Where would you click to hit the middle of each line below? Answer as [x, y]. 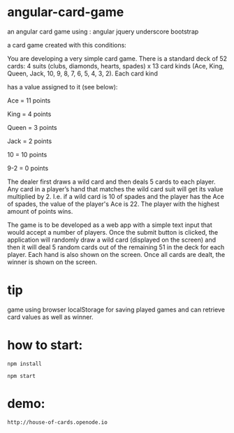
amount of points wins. [40, 211]
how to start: [45, 345]
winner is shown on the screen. [52, 262]
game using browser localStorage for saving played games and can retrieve [116, 309]
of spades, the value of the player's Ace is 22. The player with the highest [114, 204]
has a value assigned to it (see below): [63, 87]
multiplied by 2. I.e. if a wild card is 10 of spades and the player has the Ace [116, 196]
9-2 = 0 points [28, 168]
